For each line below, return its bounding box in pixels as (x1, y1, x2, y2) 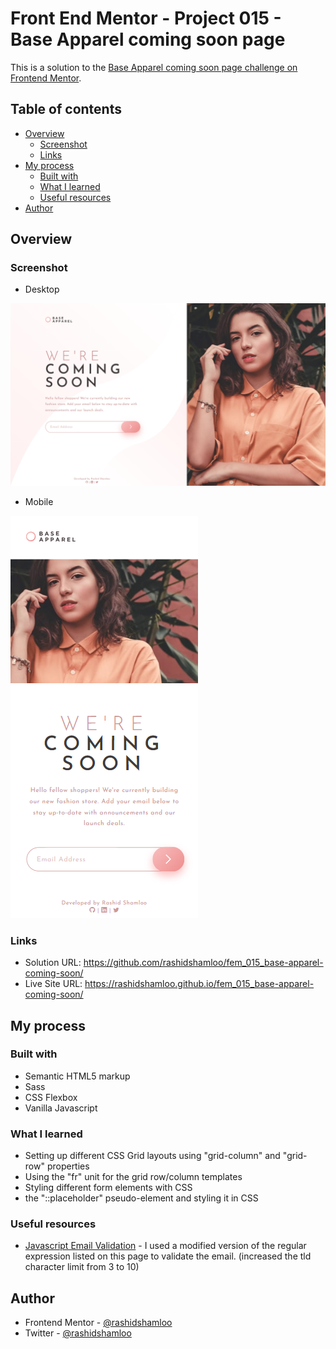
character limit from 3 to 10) (24, 1261, 140, 1273)
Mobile (24, 495, 54, 507)
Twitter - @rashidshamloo (24, 1327, 132, 1339)
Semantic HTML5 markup (24, 1070, 131, 1082)
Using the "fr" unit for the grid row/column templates (24, 1171, 243, 1183)
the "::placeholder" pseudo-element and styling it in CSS (24, 1192, 259, 1204)
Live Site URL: (24, 978, 83, 990)
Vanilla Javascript (24, 1102, 98, 1114)
